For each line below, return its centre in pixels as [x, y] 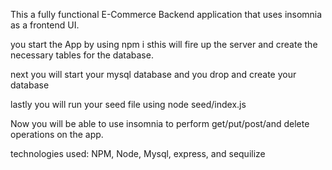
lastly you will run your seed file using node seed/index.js [128, 104]
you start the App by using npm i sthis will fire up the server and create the [164, 44]
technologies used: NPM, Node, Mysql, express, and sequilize [138, 153]
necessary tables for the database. [82, 55]
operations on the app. [57, 134]
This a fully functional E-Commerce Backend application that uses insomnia [166, 14]
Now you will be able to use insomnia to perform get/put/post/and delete [160, 123]
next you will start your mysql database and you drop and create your [153, 74]
